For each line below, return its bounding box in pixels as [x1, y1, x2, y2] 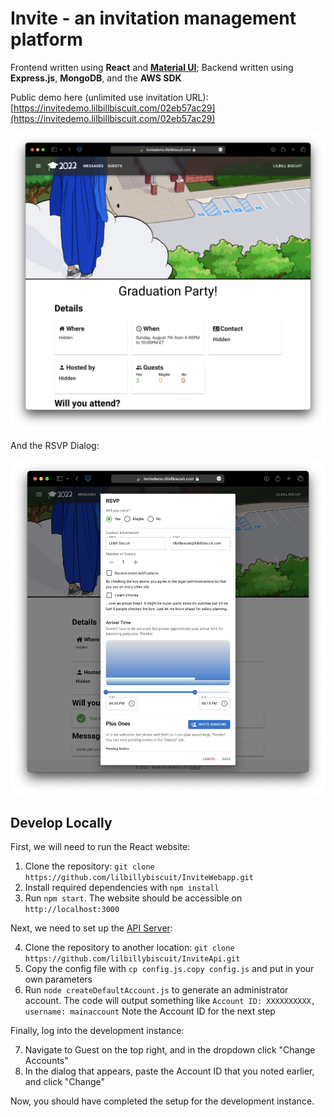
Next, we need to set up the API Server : [10, 922, 173, 934]
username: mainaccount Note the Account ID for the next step [24, 1005, 276, 1017]
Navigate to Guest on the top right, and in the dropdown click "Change [24, 1044, 316, 1056]
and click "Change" [24, 1076, 106, 1088]
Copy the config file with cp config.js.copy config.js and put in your [24, 963, 315, 975]
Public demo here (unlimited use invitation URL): [10, 91, 209, 103]
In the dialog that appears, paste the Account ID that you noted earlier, [24, 1065, 315, 1077]
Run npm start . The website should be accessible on [24, 892, 243, 904]
